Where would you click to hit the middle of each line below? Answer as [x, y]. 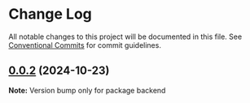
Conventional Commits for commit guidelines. [85, 45]
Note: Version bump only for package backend [87, 90]
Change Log [50, 14]
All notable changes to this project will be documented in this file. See [125, 36]
